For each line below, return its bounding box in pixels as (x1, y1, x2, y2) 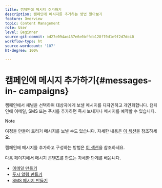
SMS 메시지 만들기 (12, 178, 48, 184)
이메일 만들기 (12, 166, 38, 171)
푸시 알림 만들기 (12, 171, 42, 177)
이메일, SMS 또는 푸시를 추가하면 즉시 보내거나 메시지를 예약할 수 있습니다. (14, 108, 156, 114)
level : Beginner (5, 30, 38, 35)
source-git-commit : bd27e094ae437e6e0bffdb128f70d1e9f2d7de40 (5, 35, 134, 40)
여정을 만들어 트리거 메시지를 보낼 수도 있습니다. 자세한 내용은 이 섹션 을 (5, 128, 141, 134)
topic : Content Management (5, 21, 60, 26)
